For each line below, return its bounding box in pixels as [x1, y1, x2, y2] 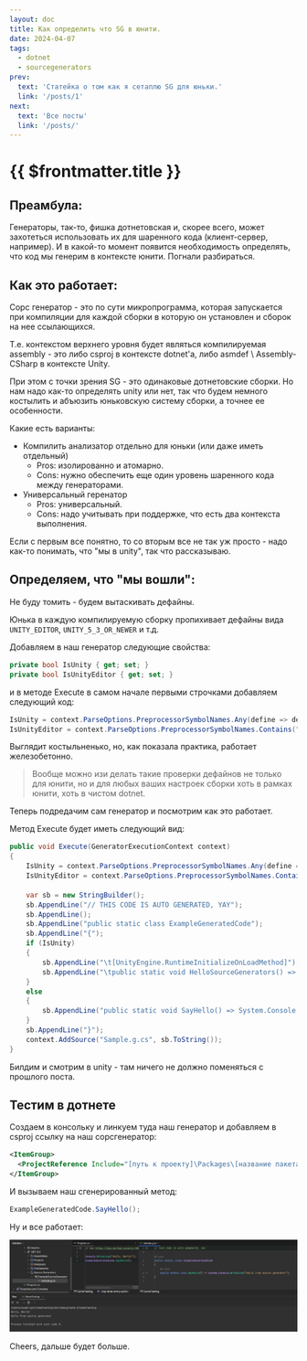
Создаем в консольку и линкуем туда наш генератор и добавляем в [9, 1122, 277, 1132]
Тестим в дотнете [9, 1098, 116, 1113]
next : [9, 101, 30, 111]
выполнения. [36, 518, 88, 529]
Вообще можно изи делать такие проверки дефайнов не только [31, 769, 282, 780]
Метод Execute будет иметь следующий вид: [9, 824, 185, 835]
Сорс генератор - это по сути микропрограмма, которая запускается [9, 302, 283, 313]
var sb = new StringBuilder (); [26, 890, 145, 899]
